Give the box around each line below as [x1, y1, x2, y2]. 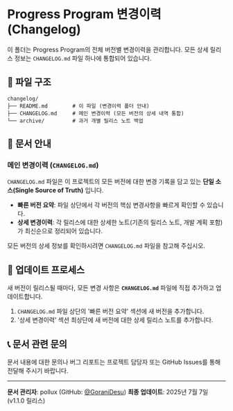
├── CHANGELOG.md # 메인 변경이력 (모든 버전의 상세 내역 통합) [7, 110, 184, 117]
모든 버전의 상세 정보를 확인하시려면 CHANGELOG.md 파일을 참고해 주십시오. [7, 242, 206, 250]
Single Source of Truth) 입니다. [15, 186, 104, 194]
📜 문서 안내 [7, 138, 52, 150]
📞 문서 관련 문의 [7, 338, 68, 350]
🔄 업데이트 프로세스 [7, 264, 85, 276]
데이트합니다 [7, 292, 42, 301]
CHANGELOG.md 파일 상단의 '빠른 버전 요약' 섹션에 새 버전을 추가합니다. [17, 307, 205, 316]
